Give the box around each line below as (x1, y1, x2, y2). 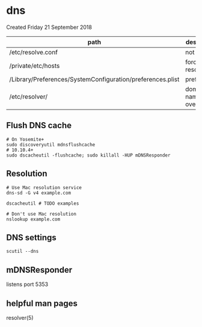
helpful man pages (6, 298, 78, 308)
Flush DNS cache (6, 120, 72, 131)
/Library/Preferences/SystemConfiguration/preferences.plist (9, 75, 180, 83)
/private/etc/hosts (9, 61, 60, 70)
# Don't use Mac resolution (6, 211, 77, 217)
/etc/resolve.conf (9, 48, 58, 56)
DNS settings (6, 232, 57, 243)
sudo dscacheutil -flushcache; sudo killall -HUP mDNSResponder (6, 152, 171, 158)
